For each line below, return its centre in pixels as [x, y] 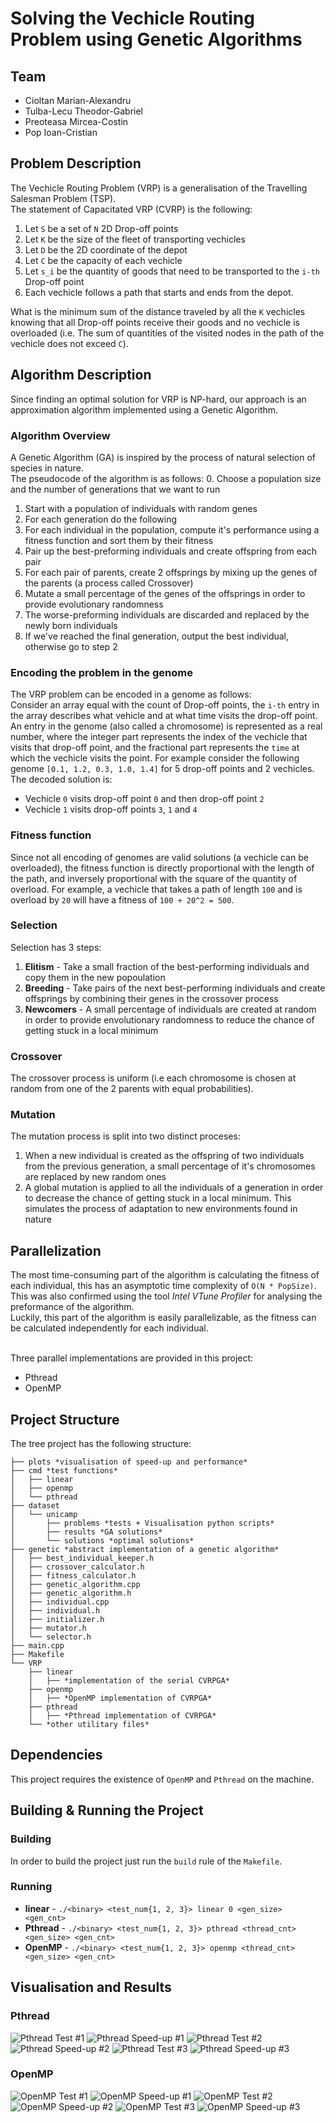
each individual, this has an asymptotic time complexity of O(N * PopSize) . [163, 1286]
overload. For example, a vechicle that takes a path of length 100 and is [156, 889]
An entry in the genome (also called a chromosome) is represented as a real [166, 726]
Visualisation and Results [91, 1987]
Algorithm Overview [60, 435]
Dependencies [56, 1755]
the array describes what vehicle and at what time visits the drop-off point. [164, 716]
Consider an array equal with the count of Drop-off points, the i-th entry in [165, 705]
